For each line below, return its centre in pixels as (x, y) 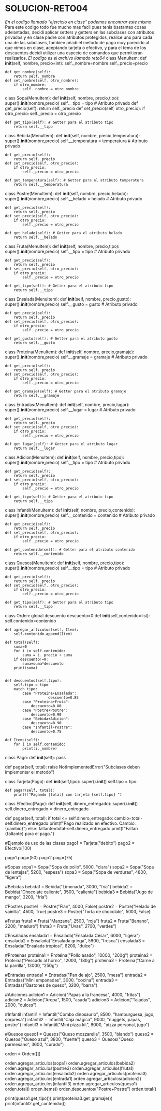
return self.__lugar (34, 448)
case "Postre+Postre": (45, 710)
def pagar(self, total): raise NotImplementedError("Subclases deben (73, 767)
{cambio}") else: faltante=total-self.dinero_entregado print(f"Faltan (72, 828)
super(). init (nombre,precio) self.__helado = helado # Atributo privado (74, 198)
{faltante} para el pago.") (30, 833)
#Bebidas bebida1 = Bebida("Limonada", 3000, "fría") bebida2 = (69, 886)
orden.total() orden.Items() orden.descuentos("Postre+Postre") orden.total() (81, 1089)
